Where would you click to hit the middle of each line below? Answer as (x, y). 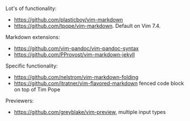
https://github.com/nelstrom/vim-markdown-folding (76, 77)
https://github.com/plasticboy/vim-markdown (68, 19)
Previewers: (20, 101)
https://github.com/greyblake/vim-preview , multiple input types (90, 112)
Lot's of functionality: (31, 8)
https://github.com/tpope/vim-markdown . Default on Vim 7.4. (87, 26)
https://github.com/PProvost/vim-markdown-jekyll (74, 54)
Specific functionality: (32, 66)
